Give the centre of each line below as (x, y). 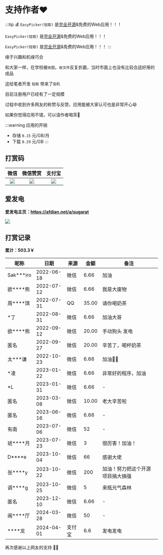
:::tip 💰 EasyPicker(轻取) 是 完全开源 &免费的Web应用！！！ (64, 24)
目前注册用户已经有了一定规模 (35, 94)
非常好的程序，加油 (124, 373)
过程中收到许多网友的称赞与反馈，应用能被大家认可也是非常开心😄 (71, 104)
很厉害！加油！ (119, 444)
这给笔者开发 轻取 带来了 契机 (33, 84)
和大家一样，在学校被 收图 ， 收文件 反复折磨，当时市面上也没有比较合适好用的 (80, 67)
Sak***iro (19, 275)
